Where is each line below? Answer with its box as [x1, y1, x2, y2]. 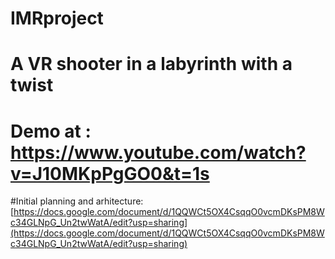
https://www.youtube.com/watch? [10, 141, 307, 164]
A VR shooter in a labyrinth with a [10, 53, 293, 76]
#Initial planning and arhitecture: [10, 195, 144, 207]
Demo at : [10, 120, 92, 142]
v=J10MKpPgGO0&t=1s [10, 162, 210, 185]
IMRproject [10, 7, 104, 30]
